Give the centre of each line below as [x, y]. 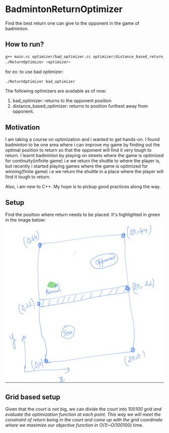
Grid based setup [33, 397]
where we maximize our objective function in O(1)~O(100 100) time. [74, 425]
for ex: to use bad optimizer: [34, 71]
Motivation [23, 127]
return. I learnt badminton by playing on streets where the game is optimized [84, 156]
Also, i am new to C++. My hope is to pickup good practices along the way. [83, 187]
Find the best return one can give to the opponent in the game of [72, 23]
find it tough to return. [28, 177]
